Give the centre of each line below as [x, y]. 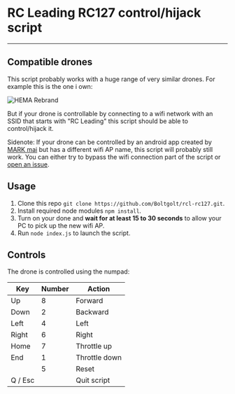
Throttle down [99, 358]
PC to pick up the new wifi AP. [61, 225]
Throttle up [94, 346]
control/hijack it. [30, 128]
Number [55, 289]
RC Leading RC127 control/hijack [104, 13]
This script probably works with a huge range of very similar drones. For [111, 79]
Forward [90, 301]
